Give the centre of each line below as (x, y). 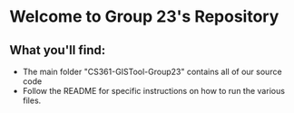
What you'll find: (58, 50)
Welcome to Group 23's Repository (144, 17)
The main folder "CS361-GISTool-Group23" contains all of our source (152, 71)
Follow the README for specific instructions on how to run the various (154, 91)
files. (32, 100)
